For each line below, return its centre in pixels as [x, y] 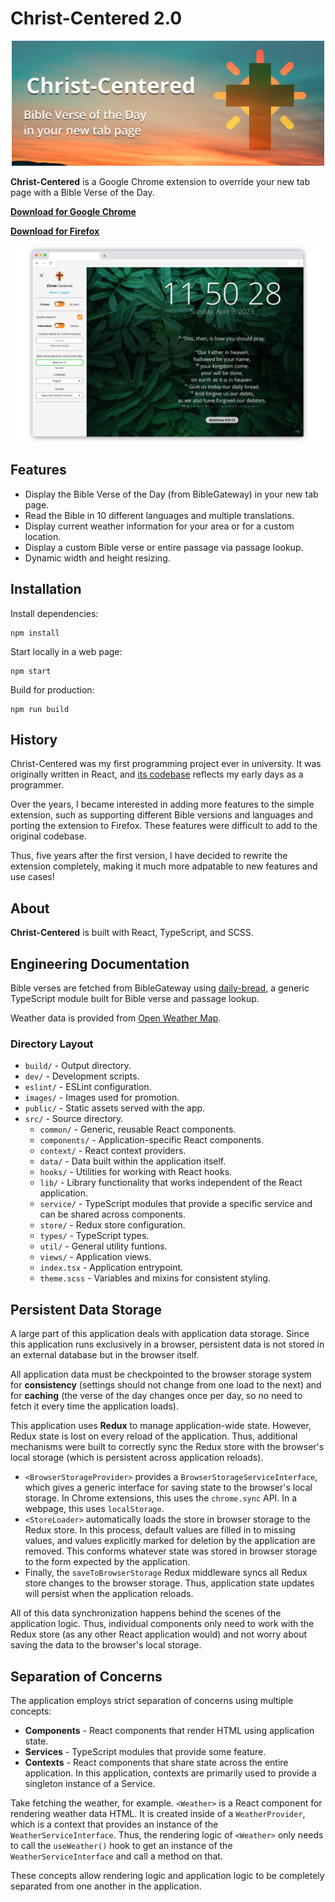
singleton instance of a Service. [90, 1783]
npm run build [40, 709]
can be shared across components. [112, 1214]
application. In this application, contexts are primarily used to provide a [170, 1773]
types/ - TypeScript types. [94, 1236]
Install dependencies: [54, 613]
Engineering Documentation [100, 963]
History [34, 739]
